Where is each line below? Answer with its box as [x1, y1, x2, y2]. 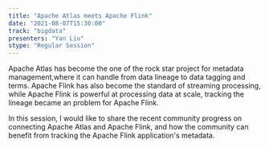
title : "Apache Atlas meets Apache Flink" [8, 11, 153, 20]
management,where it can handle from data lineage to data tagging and [8, 72, 246, 82]
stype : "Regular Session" [8, 42, 95, 50]
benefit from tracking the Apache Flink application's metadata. [8, 130, 215, 141]
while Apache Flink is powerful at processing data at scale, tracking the [8, 89, 245, 99]
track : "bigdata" [8, 27, 67, 35]
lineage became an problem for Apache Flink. [8, 98, 159, 108]
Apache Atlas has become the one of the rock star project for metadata [8, 64, 244, 73]
